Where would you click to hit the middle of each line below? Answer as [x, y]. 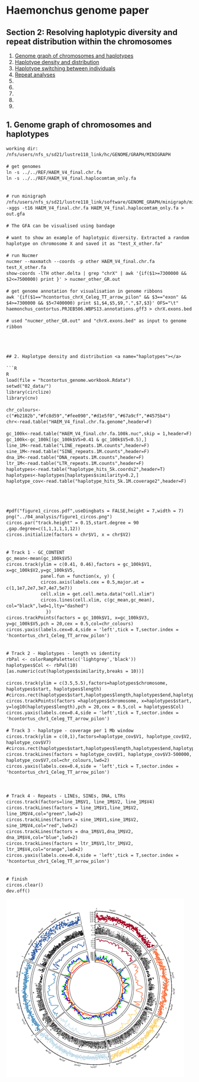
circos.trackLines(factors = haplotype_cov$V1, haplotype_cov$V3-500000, [99, 754]
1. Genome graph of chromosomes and [79, 125]
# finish [17, 879]
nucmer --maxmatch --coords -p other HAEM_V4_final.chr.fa [81, 261]
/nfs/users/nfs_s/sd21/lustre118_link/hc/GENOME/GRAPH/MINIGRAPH [88, 154]
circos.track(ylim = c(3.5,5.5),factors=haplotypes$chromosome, [87, 683]
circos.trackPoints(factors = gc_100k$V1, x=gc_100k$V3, [78, 618]
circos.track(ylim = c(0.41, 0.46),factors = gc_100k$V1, [79, 564]
